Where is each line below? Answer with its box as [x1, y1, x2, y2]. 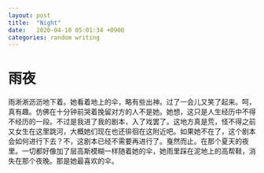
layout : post [8, 11, 51, 20]
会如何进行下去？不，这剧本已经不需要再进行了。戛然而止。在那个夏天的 [8, 137, 242, 146]
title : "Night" [8, 19, 61, 27]
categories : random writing [8, 33, 101, 42]
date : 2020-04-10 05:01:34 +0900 [8, 26, 125, 34]
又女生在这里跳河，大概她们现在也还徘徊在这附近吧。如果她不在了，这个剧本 [8, 127, 256, 136]
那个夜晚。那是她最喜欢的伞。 [21, 156, 119, 166]
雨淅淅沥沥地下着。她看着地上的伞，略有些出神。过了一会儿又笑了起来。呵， [8, 98, 256, 107]
